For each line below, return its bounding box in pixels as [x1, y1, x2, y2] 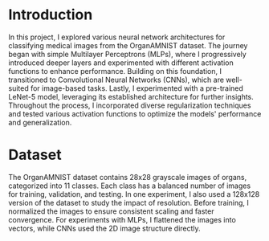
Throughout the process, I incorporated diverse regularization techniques [8, 100, 251, 110]
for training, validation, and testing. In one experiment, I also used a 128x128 [8, 189, 260, 198]
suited [8, 83, 30, 93]
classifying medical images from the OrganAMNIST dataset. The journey [8, 40, 248, 50]
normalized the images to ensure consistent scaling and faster [8, 206, 214, 216]
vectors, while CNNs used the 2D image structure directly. [8, 223, 201, 233]
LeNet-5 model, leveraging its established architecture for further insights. [8, 92, 255, 101]
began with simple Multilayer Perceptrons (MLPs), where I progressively [8, 49, 247, 59]
